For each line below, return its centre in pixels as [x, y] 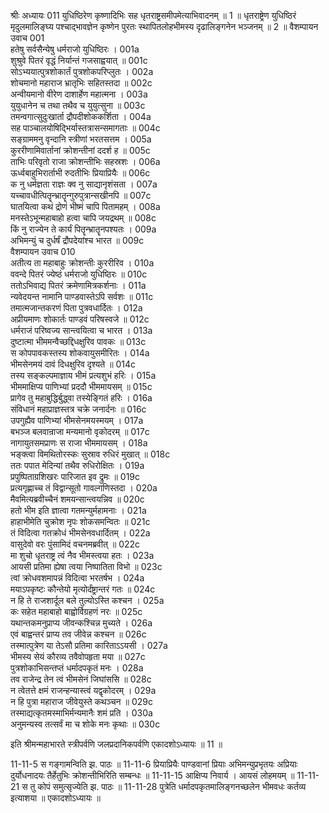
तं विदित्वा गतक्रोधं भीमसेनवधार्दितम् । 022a [80, 533]
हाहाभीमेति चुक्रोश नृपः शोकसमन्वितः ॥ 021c [80, 521]
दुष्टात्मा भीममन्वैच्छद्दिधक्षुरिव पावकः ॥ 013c [78, 341]
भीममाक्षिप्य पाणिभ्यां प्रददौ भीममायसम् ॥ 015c [81, 386]
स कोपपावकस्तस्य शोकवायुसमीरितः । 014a [80, 353]
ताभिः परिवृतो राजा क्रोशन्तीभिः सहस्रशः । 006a [85, 161]
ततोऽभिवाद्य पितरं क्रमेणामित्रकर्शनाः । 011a [78, 285]
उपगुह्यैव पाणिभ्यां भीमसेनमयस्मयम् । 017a [77, 420]
